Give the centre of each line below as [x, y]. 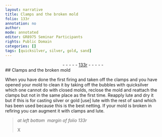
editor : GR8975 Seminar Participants [44, 37]
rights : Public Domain [28, 42]
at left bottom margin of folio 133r [52, 120]
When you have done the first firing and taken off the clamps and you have [81, 80]
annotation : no [21, 23]
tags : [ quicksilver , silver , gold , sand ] [48, 51]
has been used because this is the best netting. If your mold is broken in [79, 106]
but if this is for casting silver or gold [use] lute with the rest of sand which [81, 100]
